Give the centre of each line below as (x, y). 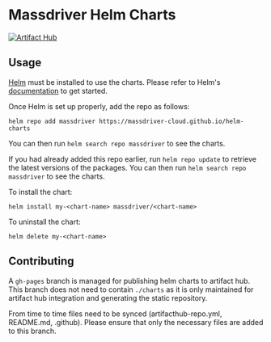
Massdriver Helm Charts (92, 15)
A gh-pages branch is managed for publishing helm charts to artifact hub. (129, 281)
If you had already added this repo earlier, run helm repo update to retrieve (133, 158)
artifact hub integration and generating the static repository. (108, 298)
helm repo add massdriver (52, 121)
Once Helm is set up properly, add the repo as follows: (99, 106)
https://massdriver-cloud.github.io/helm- (171, 121)
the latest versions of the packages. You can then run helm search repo (127, 167)
